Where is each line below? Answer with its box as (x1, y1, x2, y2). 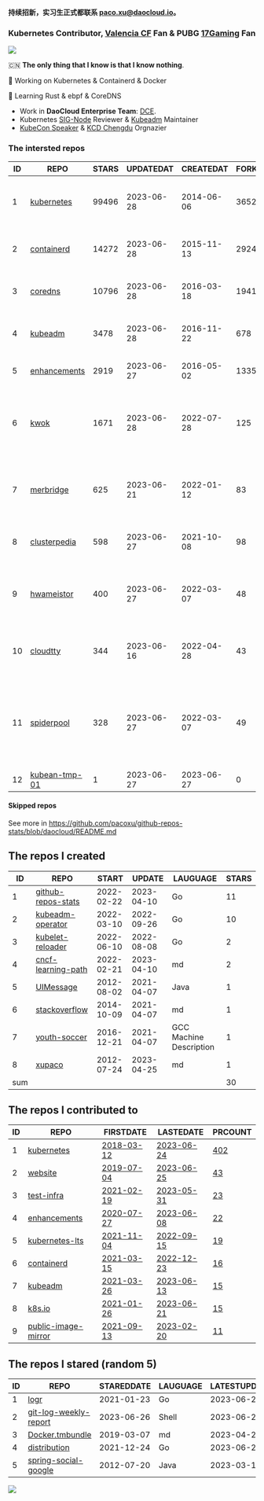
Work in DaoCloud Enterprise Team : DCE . (19, 106, 157, 116)
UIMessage (35, 981, 78, 992)
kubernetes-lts (27, 1235, 84, 1246)
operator (35, 918, 68, 929)
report (27, 1417, 51, 1428)
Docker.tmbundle (27, 1429, 92, 1440)
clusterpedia (30, 536, 77, 547)
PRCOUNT (212, 1127, 252, 1138)
